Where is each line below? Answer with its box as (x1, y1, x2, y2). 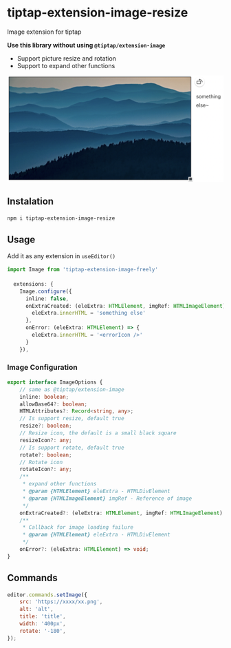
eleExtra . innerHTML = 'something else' (32, 310, 146, 317)
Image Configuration (7, 362, 78, 372)
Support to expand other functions (16, 61, 115, 70)
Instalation (7, 195, 54, 207)
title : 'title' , (19, 613, 67, 620)
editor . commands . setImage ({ (7, 591, 88, 598)
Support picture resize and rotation (16, 54, 117, 63)
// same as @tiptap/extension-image (19, 386, 125, 393)
